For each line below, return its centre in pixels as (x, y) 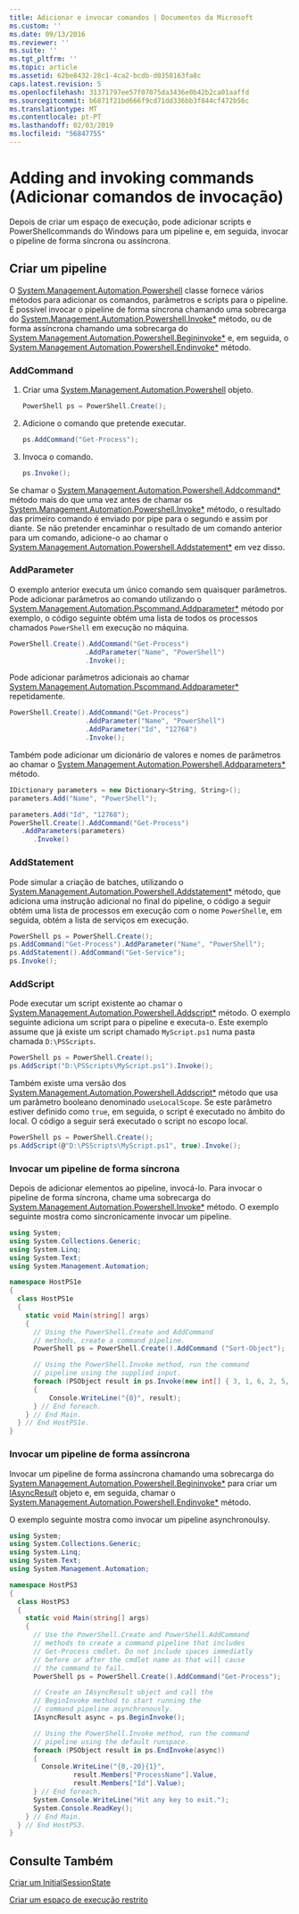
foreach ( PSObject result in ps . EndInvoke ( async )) (129, 1750)
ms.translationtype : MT (54, 109)
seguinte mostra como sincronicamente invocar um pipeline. (120, 1216)
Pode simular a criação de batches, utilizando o (97, 882)
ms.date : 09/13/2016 (48, 34)
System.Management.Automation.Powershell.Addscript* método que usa (144, 1093)
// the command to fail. (79, 1668)
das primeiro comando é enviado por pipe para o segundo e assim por (139, 518)
